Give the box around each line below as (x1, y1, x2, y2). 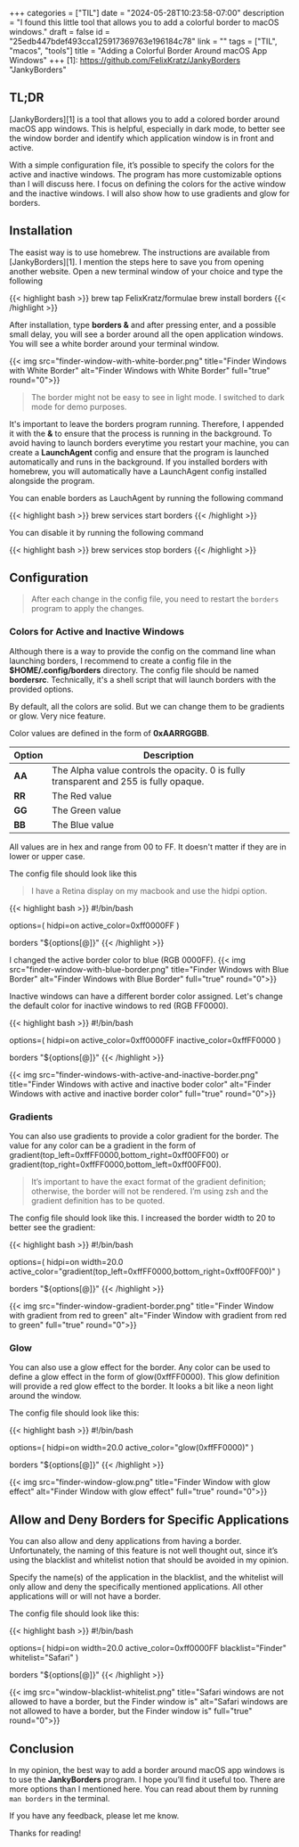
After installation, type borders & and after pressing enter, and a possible (9, 319, 277, 330)
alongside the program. (9, 475, 95, 486)
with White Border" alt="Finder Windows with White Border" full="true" (9, 365, 271, 375)
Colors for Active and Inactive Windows (9, 626, 185, 638)
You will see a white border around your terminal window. (9, 338, 220, 349)
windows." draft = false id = (9, 27, 111, 37)
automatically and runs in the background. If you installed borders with (9, 456, 269, 467)
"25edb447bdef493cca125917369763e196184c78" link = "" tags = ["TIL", (9, 36, 278, 46)
